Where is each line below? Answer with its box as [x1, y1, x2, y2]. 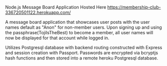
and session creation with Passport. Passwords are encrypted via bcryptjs [5, 50, 158, 56]
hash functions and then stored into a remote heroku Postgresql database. [5, 55, 158, 61]
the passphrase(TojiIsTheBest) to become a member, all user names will [5, 30, 153, 35]
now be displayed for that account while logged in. [5, 35, 109, 41]
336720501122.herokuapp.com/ [5, 9, 71, 15]
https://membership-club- [107, 4, 161, 10]
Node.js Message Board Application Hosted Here [5, 4, 106, 10]
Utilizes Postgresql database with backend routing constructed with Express [5, 45, 162, 50]
